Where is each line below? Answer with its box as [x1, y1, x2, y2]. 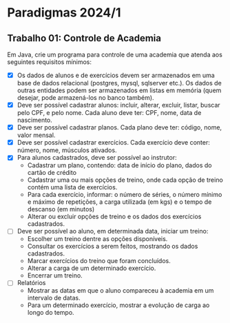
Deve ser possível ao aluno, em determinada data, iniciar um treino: [17, 227, 209, 236]
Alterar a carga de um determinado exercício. [27, 264, 156, 273]
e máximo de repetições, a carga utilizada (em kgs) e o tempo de [27, 198, 212, 206]
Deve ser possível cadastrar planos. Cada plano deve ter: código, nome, [17, 123, 222, 132]
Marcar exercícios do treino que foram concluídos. [27, 257, 171, 265]
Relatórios [17, 279, 46, 287]
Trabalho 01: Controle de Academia [7, 32, 162, 44]
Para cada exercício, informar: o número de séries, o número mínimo [27, 191, 222, 199]
